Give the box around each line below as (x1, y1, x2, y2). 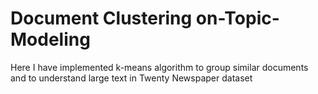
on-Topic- (195, 7, 280, 30)
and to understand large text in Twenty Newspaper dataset (10, 72, 253, 84)
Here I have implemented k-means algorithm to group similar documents (10, 61, 309, 73)
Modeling (10, 28, 91, 51)
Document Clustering (10, 7, 193, 30)
